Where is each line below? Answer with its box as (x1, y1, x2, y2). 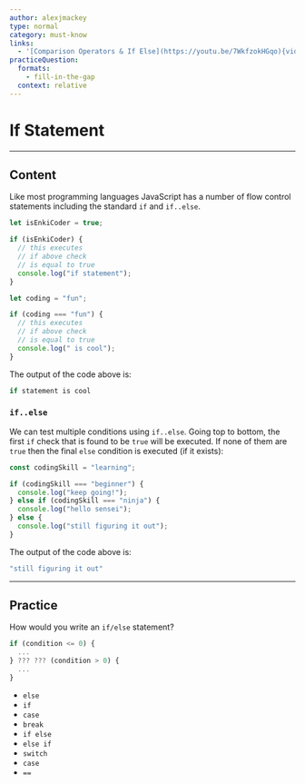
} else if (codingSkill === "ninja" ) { (9, 496, 161, 505)
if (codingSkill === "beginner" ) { (9, 479, 144, 489)
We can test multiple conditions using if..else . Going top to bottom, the (9, 426, 280, 437)
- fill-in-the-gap (25, 73, 95, 82)
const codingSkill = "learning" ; (9, 462, 136, 472)
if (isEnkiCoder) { (9, 235, 84, 244)
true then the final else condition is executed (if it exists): (9, 445, 224, 456)
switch (22, 749, 48, 759)
